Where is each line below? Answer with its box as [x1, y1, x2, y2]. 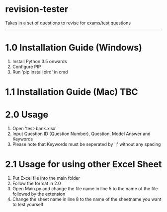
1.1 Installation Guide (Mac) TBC [5, 86, 138, 98]
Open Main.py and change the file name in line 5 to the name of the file [12, 185, 158, 192]
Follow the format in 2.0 [12, 180, 61, 186]
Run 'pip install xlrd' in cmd [12, 69, 68, 75]
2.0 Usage [5, 109, 49, 120]
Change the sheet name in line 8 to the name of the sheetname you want [12, 196, 162, 202]
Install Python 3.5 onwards [12, 58, 67, 64]
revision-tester [5, 3, 69, 15]
